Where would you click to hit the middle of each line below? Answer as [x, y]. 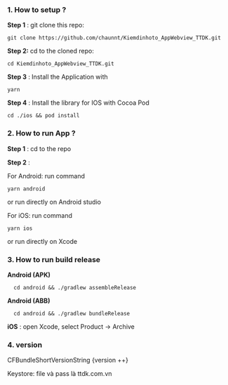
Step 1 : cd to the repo [39, 148]
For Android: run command [46, 176]
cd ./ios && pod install [43, 116]
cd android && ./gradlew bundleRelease [72, 313]
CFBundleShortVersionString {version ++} [68, 360]
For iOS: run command [40, 215]
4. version [25, 344]
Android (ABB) [29, 301]
